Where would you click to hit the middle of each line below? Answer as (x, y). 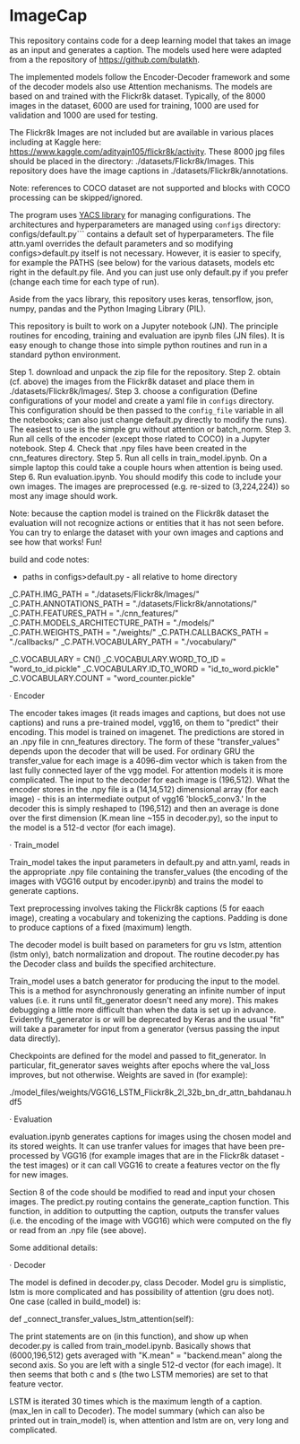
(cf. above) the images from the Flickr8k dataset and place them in (132, 381)
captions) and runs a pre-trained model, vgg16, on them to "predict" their (144, 722)
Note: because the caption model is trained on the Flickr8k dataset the (139, 513)
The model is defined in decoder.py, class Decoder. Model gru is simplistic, (148, 1282)
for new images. (39, 1174)
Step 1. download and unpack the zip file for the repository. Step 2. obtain (145, 372)
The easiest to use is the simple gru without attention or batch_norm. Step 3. (150, 429)
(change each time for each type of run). (84, 281)
